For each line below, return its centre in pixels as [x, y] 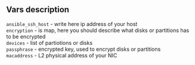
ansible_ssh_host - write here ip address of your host [72, 24]
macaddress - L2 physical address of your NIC [62, 55]
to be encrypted [26, 36]
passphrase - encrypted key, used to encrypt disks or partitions [83, 49]
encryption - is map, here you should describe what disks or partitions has [98, 30]
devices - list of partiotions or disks [49, 43]
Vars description [38, 10]
